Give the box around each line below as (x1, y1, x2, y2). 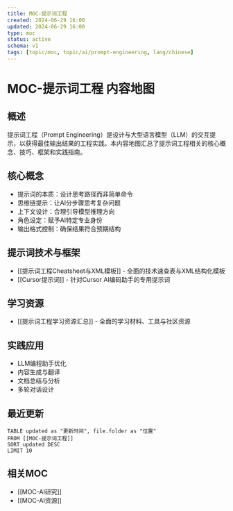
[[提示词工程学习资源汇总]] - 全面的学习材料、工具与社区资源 (17, 317, 191, 326)
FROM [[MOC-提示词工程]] (7, 435, 74, 442)
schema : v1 (7, 42, 39, 49)
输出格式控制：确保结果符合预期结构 (17, 224, 121, 233)
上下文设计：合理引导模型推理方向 (17, 207, 115, 215)
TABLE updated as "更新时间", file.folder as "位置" (7, 428, 157, 435)
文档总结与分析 (17, 376, 60, 385)
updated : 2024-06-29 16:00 (7, 23, 85, 30)
